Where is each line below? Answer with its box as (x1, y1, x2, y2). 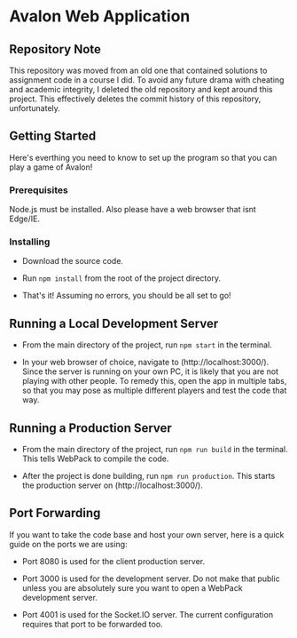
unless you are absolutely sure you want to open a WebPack (21, 582, 243, 593)
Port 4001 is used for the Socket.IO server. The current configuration (21, 609, 273, 619)
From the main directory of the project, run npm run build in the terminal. (21, 444, 288, 455)
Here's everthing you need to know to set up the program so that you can (9, 152, 277, 163)
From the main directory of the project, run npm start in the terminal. (21, 339, 272, 350)
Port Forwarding (9, 506, 101, 521)
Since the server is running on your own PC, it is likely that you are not (21, 366, 279, 377)
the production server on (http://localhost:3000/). (21, 480, 204, 490)
